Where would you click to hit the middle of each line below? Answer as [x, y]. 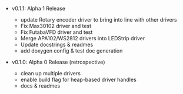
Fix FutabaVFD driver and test [56, 32]
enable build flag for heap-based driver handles [78, 79]
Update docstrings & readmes [57, 44]
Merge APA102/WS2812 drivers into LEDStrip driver [83, 38]
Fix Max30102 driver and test [56, 26]
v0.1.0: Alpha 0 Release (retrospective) [58, 62]
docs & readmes [40, 86]
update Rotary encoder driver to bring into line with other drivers [99, 20]
